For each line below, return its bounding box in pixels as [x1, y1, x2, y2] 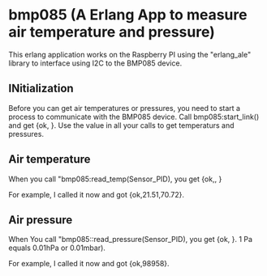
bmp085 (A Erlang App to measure [8, 6, 248, 24]
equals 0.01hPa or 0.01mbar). [8, 243, 106, 253]
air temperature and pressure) [8, 23, 215, 41]
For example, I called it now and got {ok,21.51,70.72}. [8, 189, 185, 199]
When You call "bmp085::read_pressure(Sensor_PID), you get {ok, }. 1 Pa [8, 235, 253, 244]
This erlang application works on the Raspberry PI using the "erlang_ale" [8, 49, 252, 59]
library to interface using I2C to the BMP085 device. [8, 58, 183, 68]
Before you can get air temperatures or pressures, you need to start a [8, 103, 241, 113]
